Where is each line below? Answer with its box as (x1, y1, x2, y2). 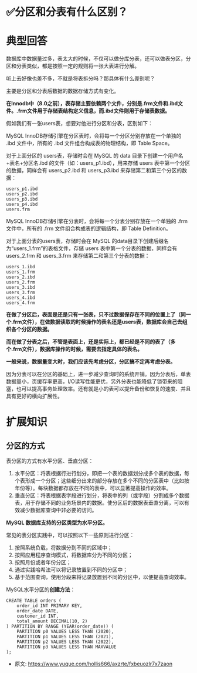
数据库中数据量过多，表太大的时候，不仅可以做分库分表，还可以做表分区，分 (6, 55, 191, 62)
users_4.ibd (6, 295, 35, 301)
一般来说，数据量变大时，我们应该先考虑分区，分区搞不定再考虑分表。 (6, 358, 176, 365)
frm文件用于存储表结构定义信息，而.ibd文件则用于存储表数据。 (18, 107, 170, 115)
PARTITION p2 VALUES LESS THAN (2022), (16, 639, 114, 645)
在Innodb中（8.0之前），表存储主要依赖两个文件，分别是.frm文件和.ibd (6, 100, 178, 107)
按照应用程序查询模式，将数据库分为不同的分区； (14, 551, 133, 559)
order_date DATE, (16, 608, 59, 614)
